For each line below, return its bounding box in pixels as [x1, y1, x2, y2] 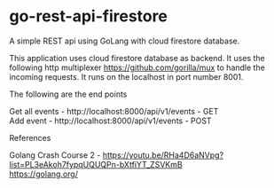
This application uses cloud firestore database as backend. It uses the [9, 52, 266, 63]
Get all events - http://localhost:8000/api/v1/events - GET [9, 106, 219, 116]
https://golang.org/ [9, 168, 78, 179]
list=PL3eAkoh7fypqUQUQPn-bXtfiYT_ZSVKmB [9, 159, 184, 169]
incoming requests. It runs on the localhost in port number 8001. [9, 71, 244, 82]
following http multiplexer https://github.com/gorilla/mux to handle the [9, 62, 266, 73]
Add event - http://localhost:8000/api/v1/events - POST [9, 115, 212, 126]
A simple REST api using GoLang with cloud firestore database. [9, 35, 240, 46]
